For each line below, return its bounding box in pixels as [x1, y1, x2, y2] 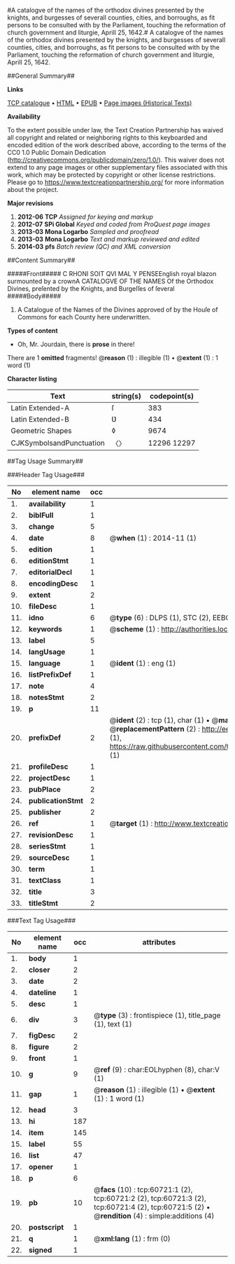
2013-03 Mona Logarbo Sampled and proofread [17, 228, 159, 235]
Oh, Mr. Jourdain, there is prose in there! [17, 340, 135, 348]
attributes [142, 937, 176, 947]
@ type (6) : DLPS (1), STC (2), [109, 613, 211, 622]
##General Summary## [7, 71, 75, 80]
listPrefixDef [29, 670, 72, 679]
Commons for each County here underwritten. [17, 313, 151, 321]
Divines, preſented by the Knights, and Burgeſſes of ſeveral [7, 284, 175, 293]
